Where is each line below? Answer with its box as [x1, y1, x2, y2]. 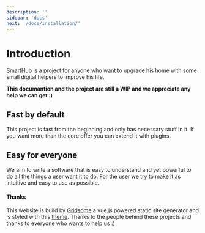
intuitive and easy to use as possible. [6, 179, 100, 187]
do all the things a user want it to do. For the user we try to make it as [6, 172, 181, 180]
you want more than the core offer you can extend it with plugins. [6, 132, 171, 139]
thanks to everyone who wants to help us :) [6, 220, 115, 227]
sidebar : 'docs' [6, 15, 48, 21]
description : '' [6, 9, 48, 15]
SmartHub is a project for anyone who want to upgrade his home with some [6, 67, 197, 74]
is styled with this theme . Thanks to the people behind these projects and [6, 213, 192, 221]
